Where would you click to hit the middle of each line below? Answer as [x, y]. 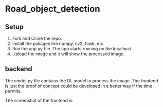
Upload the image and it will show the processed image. [68, 54]
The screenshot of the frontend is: [39, 100]
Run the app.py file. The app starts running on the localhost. [72, 49]
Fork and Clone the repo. [37, 38]
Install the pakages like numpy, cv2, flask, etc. [58, 44]
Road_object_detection [53, 9]
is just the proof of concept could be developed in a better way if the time [79, 86]
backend [19, 69]
